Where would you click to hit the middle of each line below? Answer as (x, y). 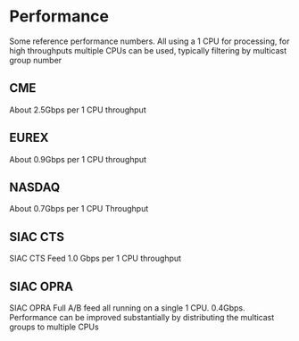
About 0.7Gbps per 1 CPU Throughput (79, 209)
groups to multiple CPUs (54, 327)
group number (36, 60)
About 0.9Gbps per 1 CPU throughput (78, 159)
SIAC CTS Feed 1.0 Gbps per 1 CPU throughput (95, 258)
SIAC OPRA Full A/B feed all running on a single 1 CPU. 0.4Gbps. (127, 308)
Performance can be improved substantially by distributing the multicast (142, 317)
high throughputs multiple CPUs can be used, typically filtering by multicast (148, 50)
